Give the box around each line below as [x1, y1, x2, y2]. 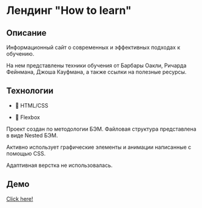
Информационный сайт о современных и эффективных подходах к [6, 44, 181, 51]
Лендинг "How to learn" [6, 4, 132, 18]
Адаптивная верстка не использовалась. [6, 161, 113, 169]
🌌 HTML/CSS [15, 102, 49, 109]
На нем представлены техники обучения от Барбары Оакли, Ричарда [6, 62, 187, 69]
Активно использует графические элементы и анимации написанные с [6, 143, 192, 151]
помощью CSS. [6, 149, 46, 157]
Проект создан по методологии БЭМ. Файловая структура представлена [6, 125, 197, 132]
